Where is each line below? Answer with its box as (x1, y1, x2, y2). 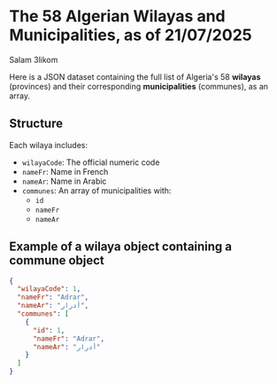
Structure (9, 116, 64, 131)
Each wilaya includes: (9, 139, 88, 150)
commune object (9, 253, 104, 268)
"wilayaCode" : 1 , (17, 285, 81, 294)
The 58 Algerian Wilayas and (9, 6, 226, 27)
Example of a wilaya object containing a (9, 239, 233, 255)
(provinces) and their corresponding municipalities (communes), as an (9, 81, 268, 91)
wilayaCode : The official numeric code (21, 157, 160, 168)
